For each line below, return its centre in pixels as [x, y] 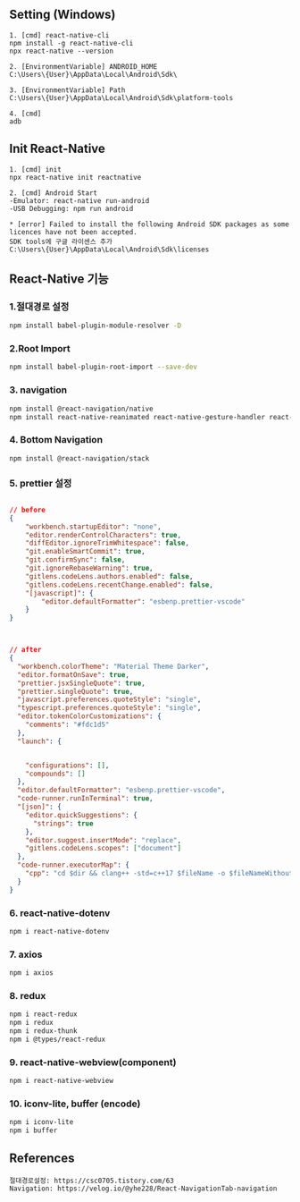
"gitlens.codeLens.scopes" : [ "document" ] [103, 849]
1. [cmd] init [36, 169]
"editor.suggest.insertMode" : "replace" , [103, 840]
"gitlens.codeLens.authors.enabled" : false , [109, 576]
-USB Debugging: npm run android [71, 208]
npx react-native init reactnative [75, 177]
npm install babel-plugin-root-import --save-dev [104, 367]
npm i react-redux [43, 1014]
